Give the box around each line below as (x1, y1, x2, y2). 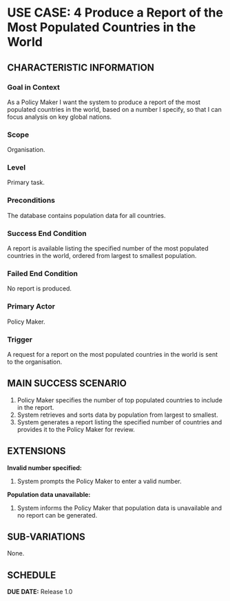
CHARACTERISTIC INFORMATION (7, 61, 155, 73)
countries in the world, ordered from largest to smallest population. (7, 252, 197, 260)
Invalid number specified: (7, 464, 83, 472)
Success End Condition (7, 228, 87, 238)
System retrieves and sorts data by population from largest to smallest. (17, 411, 218, 419)
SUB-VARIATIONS (7, 531, 85, 542)
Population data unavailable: (7, 490, 91, 498)
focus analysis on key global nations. (7, 112, 112, 121)
